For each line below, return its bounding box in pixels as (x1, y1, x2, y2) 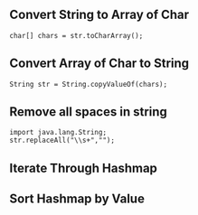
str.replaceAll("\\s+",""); (9, 136, 116, 145)
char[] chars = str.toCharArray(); (9, 31, 144, 40)
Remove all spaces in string (9, 104, 167, 120)
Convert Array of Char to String (9, 56, 190, 71)
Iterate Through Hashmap (9, 160, 158, 175)
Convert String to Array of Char (9, 7, 190, 23)
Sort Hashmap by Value (9, 192, 145, 207)
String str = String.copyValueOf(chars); (9, 79, 168, 89)
